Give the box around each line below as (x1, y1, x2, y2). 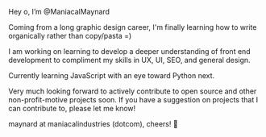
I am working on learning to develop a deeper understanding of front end (8, 47, 251, 56)
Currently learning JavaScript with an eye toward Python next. (8, 71, 215, 80)
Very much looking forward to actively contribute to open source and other (8, 86, 257, 96)
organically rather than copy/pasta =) (8, 31, 132, 40)
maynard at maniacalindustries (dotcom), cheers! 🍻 (8, 119, 179, 128)
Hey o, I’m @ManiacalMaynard (8, 7, 110, 16)
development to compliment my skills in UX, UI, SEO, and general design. (8, 56, 251, 64)
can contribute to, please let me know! (8, 104, 136, 113)
